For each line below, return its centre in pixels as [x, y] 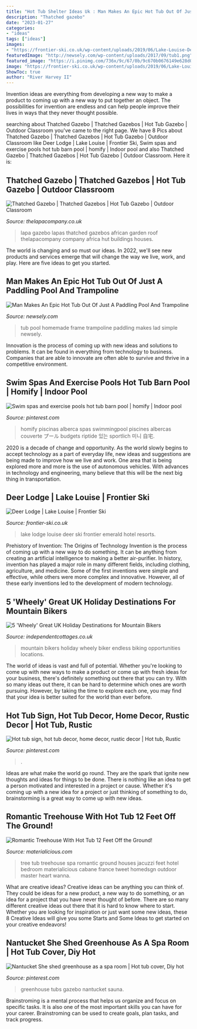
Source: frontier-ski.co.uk [37, 523]
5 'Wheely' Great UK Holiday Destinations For [91, 602]
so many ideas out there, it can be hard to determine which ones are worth [96, 684]
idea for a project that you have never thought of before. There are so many [97, 899]
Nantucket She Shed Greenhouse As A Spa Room [98, 943]
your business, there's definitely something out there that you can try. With [96, 679]
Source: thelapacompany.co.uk [44, 221]
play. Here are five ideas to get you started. [58, 263]
